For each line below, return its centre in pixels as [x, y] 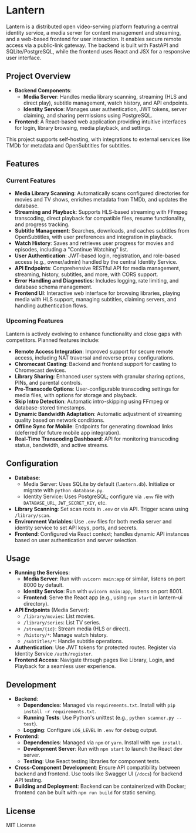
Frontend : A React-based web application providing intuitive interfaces [100, 122]
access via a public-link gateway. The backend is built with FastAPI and [92, 45]
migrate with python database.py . [64, 490]
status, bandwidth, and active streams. [61, 445]
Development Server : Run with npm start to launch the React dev [103, 749]
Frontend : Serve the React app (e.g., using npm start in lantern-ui [103, 597]
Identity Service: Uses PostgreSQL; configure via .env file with [99, 496]
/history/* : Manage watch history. [66, 635]
